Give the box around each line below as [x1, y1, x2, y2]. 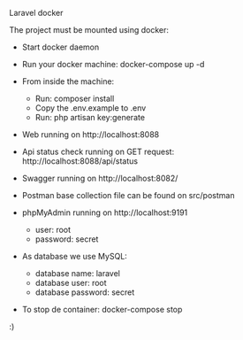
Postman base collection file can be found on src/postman [21, 190, 235, 200]
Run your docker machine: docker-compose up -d [21, 59, 205, 69]
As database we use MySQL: [21, 251, 128, 261]
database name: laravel [34, 268, 121, 278]
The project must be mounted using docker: [9, 25, 170, 35]
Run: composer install [34, 93, 115, 104]
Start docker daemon [21, 42, 100, 52]
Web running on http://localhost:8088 [21, 129, 160, 140]
